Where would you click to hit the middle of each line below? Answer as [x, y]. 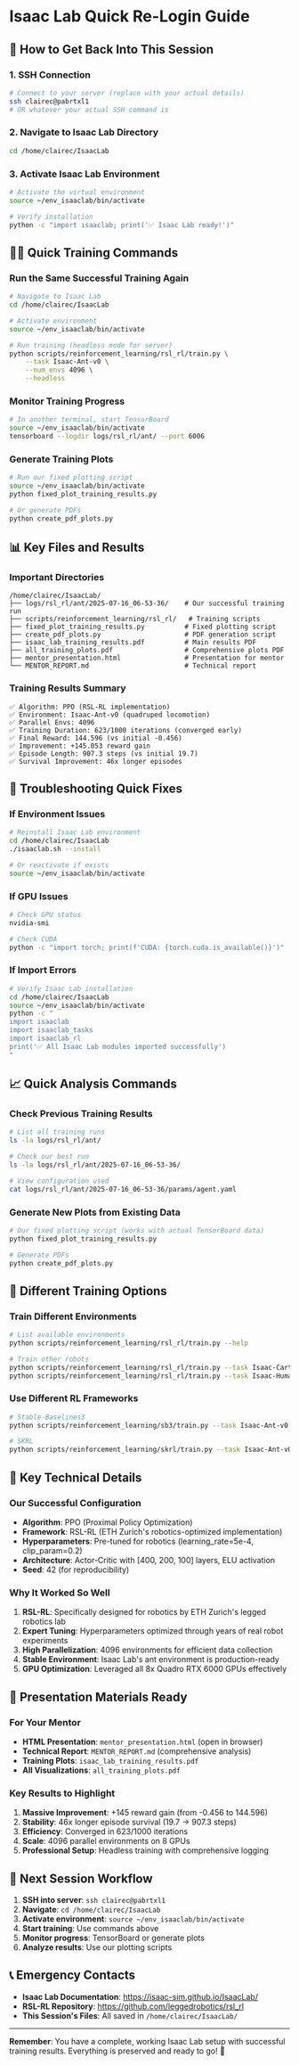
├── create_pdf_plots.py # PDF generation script [143, 635]
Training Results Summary [68, 688]
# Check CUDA [33, 939]
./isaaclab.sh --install [55, 849]
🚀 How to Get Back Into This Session [111, 49]
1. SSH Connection [50, 75]
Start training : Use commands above [90, 1929]
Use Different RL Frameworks [74, 1398]
